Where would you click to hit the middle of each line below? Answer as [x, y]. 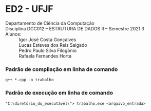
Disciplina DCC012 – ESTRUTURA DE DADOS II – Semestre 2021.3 [75, 28]
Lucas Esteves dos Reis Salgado [53, 45]
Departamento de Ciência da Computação [50, 23]
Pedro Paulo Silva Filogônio [48, 50]
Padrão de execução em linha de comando [59, 93]
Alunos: [13, 34]
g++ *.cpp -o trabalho [30, 80]
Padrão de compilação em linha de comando [62, 69]
